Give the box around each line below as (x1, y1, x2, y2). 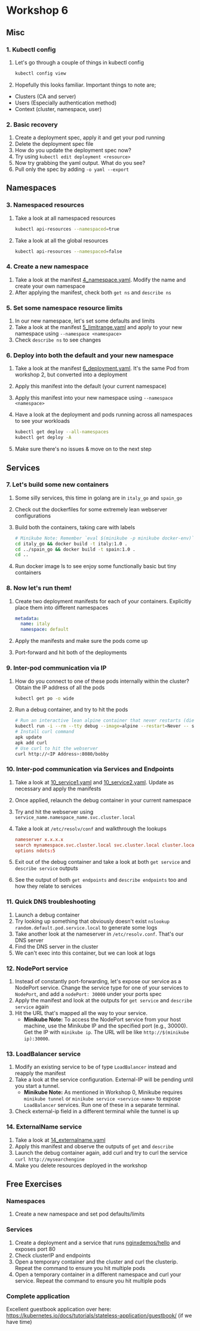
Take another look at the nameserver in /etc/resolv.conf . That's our (14, 930, 184, 937)
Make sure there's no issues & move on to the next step (14, 446, 152, 453)
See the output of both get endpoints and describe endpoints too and (14, 876, 187, 884)
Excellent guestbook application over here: (6, 1305, 112, 1312)
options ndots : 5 (14, 848, 56, 854)
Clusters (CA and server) (14, 93, 76, 100)
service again (14, 1003, 49, 1010)
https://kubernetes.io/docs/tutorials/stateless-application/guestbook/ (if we (6, 1312, 192, 1319)
